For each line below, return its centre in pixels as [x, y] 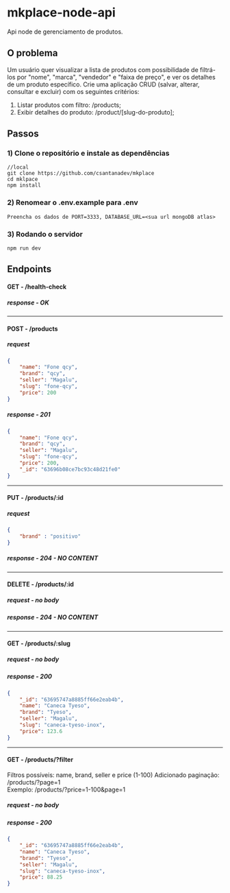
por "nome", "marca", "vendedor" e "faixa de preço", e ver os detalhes [116, 77]
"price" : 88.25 [41, 877]
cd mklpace [23, 180]
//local [18, 167]
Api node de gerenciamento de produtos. [65, 32]
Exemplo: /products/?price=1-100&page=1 [66, 789]
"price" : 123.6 [41, 731]
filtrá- [207, 69]
